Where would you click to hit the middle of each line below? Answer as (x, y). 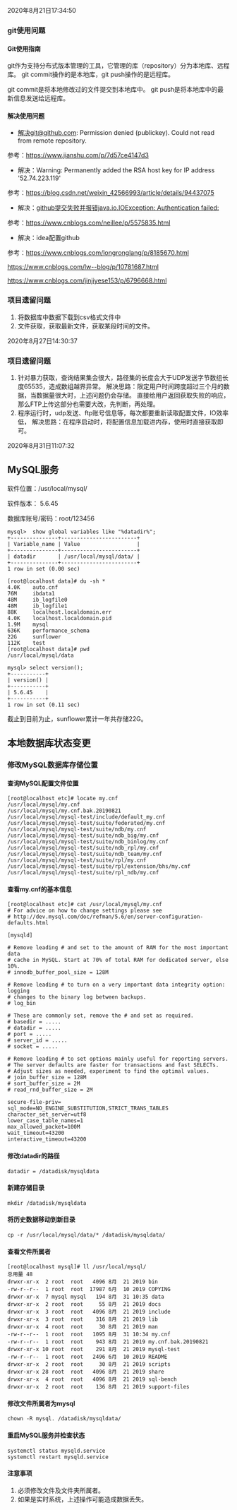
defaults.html (28, 923)
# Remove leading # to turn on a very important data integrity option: (116, 985)
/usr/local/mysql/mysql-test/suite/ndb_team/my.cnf (85, 854)
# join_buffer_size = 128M (47, 1078)
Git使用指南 (24, 49)
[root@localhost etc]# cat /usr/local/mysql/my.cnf (85, 905)
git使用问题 (26, 30)
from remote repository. (52, 141)
